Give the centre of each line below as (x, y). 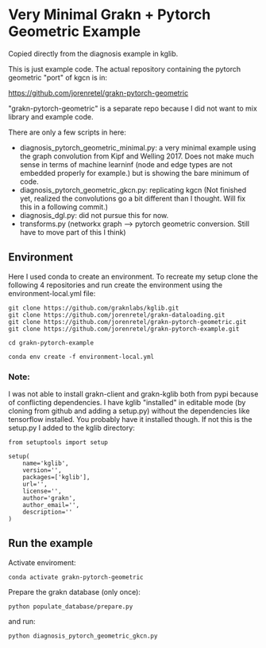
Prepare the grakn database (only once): (75, 591)
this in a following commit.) (64, 207)
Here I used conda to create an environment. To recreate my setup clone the (133, 276)
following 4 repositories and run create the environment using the (116, 285)
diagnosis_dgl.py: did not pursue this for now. (94, 215)
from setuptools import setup (58, 443)
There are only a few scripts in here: (67, 132)
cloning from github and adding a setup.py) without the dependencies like (129, 411)
